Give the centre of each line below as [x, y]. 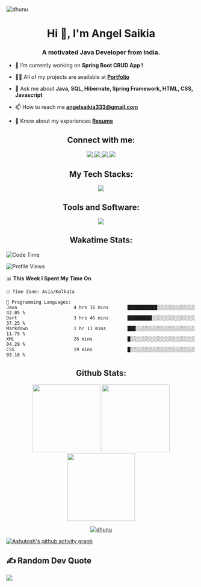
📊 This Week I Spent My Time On [49, 278]
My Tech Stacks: [101, 174]
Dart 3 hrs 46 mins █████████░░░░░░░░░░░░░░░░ [101, 318]
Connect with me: [101, 140]
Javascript [29, 95]
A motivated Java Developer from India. [101, 52]
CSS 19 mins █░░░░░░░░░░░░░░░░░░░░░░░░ [101, 349]
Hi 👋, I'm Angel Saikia [101, 34]
